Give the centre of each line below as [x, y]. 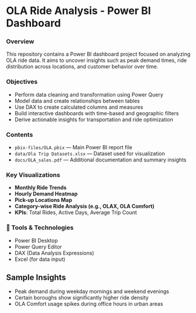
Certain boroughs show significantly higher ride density [82, 298]
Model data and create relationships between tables [77, 101]
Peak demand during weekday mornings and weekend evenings [92, 291]
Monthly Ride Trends [40, 188]
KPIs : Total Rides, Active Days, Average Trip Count [76, 212]
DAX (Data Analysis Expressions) [54, 253]
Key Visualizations [33, 175]
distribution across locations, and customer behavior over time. [82, 67]
